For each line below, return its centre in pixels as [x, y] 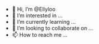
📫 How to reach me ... [40, 35]
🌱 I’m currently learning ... [44, 22]
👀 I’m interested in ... [37, 15]
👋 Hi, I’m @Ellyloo [34, 9]
